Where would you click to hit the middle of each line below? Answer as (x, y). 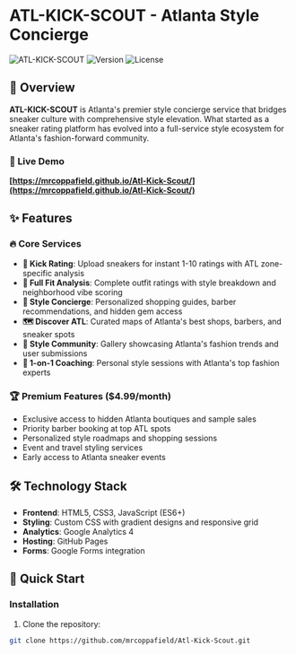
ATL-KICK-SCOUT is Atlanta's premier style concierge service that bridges (148, 109)
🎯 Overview (42, 87)
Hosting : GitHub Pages (65, 541)
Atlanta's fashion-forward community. (79, 138)
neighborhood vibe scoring (72, 292)
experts (36, 372)
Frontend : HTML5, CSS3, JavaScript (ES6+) (104, 512)
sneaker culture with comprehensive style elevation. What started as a (139, 118)
